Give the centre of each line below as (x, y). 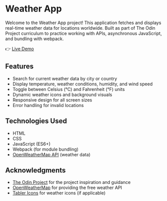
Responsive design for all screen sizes (52, 100)
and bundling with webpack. (34, 39)
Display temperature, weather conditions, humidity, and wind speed (82, 84)
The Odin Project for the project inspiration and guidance (71, 182)
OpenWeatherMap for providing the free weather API (67, 188)
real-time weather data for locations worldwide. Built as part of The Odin (80, 28)
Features (19, 67)
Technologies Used (36, 121)
